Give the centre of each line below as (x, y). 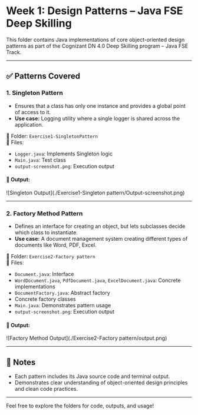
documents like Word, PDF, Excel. (55, 245)
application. (29, 124)
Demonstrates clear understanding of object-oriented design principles (101, 383)
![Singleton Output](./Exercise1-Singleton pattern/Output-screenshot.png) (95, 192)
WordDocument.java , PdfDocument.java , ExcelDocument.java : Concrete (98, 280)
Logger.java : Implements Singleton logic (64, 154)
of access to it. (33, 112)
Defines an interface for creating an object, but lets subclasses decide (100, 226)
